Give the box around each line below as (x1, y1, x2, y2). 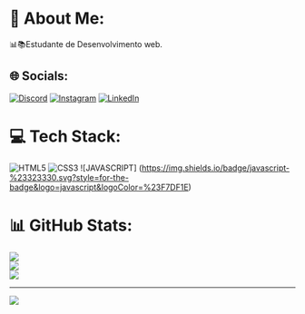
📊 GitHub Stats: (9, 215, 133, 235)
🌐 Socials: (9, 68, 69, 84)
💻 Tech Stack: (9, 126, 122, 146)
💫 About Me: (9, 8, 105, 29)
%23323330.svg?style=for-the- (9, 172, 130, 182)
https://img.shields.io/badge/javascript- (142, 162, 290, 173)
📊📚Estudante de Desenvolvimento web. (9, 38, 163, 49)
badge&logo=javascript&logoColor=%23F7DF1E (9, 182, 189, 192)
